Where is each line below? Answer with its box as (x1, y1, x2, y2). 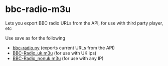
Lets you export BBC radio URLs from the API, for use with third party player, (5, 20, 163, 26)
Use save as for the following (5, 35, 65, 41)
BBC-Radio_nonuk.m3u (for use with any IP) (12, 55, 104, 61)
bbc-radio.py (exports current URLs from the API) (12, 44, 115, 50)
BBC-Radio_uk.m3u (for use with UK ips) (12, 50, 97, 56)
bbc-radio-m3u (5, 3, 71, 15)
